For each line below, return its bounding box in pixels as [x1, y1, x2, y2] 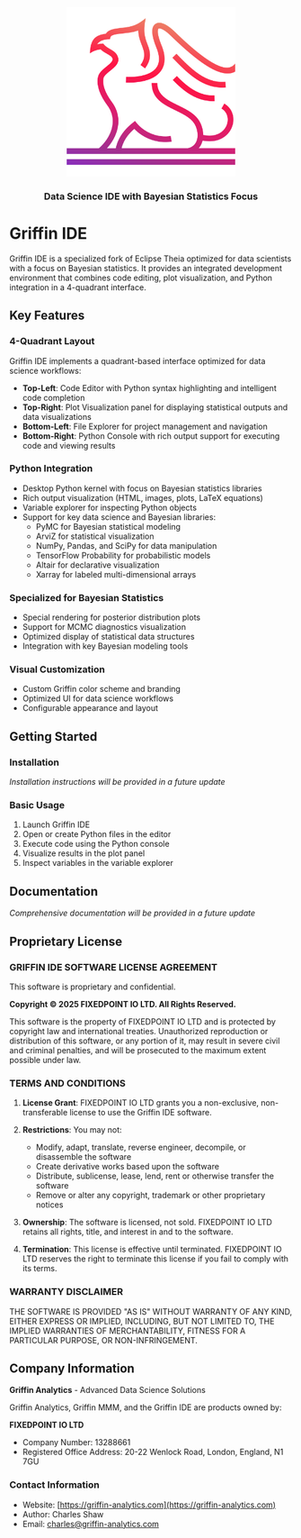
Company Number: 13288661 [22, 1437, 131, 1448]
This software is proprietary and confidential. [9, 981, 176, 992]
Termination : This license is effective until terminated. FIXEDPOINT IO [22, 1244, 283, 1255]
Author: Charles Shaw [22, 1508, 104, 1519]
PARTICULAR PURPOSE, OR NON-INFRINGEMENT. [9, 1334, 198, 1345]
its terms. [22, 1263, 58, 1274]
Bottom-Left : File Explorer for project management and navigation [22, 421, 268, 432]
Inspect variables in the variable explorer [22, 858, 173, 869]
